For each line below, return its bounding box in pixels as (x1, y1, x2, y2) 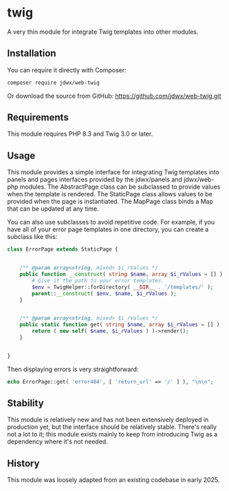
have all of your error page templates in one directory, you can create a (7, 225, 209, 233)
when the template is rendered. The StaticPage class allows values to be (7, 190, 213, 198)
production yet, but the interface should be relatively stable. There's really (7, 423, 217, 431)
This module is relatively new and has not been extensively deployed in (7, 415, 209, 424)
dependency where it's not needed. (7, 437, 108, 446)
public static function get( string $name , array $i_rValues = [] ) (19, 322, 220, 328)
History (7, 457, 40, 469)
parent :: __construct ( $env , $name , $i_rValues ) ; (32, 290, 177, 297)
